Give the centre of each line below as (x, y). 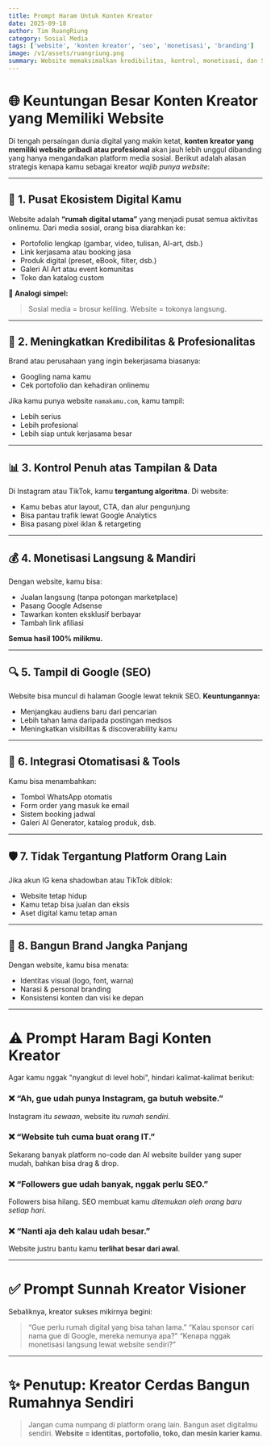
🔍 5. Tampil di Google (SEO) (80, 672)
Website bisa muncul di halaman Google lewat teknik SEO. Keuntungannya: (134, 696)
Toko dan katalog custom (62, 277)
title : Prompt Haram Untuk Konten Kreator (81, 16)
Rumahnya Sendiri (71, 1402)
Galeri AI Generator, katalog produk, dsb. (88, 822)
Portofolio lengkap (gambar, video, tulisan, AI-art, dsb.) (111, 243)
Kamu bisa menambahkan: (52, 781)
